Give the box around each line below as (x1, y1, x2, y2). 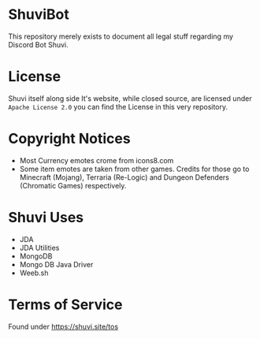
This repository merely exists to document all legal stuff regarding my (8, 32, 234, 41)
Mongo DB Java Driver (19, 259, 94, 269)
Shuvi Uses (8, 209, 84, 226)
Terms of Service (8, 296, 123, 313)
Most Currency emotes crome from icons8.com (19, 155, 174, 165)
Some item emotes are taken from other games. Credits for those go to (19, 164, 250, 173)
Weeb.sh (19, 268, 49, 278)
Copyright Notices (8, 130, 132, 147)
